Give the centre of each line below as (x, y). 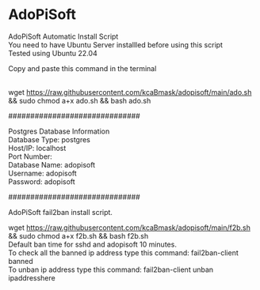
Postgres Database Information (59, 131)
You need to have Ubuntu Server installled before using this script (116, 44)
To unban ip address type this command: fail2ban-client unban (111, 269)
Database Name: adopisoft (52, 164)
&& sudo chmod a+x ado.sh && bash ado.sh (80, 100)
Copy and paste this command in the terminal (82, 68)
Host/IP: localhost (37, 148)
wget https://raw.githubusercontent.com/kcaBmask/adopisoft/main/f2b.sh (130, 228)
